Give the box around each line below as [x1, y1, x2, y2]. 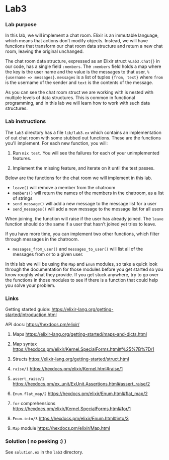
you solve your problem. [5, 282, 56, 288]
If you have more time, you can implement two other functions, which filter [5, 231, 160, 237]
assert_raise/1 [12, 376, 45, 381]
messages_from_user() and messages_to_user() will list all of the [12, 246, 143, 252]
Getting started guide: [5, 306, 51, 313]
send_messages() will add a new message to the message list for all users [12, 206, 163, 212]
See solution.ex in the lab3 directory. [5, 449, 83, 455]
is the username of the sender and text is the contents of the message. [5, 80, 153, 86]
